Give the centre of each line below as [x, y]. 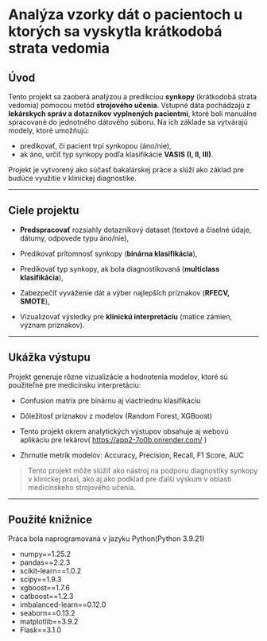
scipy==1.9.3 [41, 579]
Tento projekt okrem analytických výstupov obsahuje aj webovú [124, 431]
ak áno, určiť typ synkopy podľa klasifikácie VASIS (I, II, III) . [116, 154]
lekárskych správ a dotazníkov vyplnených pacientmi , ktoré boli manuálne [132, 114]
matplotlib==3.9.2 [49, 622]
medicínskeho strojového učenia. [82, 487]
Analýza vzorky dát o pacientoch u [126, 15]
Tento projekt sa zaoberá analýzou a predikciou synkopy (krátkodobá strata [132, 97]
